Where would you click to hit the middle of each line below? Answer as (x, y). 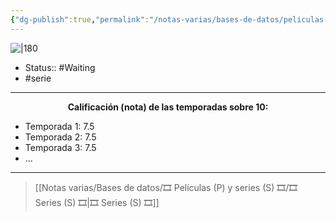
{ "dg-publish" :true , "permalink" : (80, 19)
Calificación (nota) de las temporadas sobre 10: (168, 107)
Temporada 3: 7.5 (60, 147)
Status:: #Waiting (60, 67)
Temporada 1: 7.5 (59, 126)
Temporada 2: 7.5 (60, 137)
